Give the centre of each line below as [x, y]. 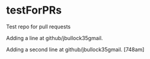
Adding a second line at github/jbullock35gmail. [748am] [75, 49]
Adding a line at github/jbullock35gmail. [55, 38]
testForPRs [34, 10]
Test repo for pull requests [39, 27]
